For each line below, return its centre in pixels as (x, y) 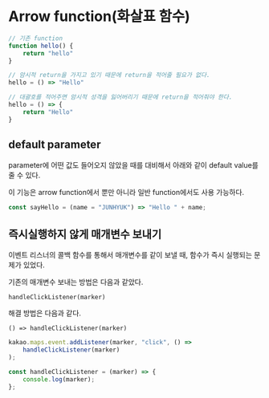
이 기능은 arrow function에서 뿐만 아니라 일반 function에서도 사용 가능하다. (126, 192)
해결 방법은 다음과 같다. (45, 313)
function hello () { (41, 46)
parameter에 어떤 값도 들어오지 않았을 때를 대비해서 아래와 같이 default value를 (134, 164)
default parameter (55, 145)
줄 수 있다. (24, 175)
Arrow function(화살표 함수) (99, 16)
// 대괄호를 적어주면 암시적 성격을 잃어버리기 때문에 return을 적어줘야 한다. (120, 97)
